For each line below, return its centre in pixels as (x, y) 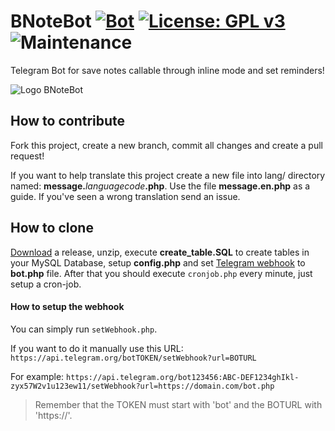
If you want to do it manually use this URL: (97, 348)
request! (27, 156)
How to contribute (68, 121)
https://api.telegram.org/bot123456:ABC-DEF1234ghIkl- (183, 377)
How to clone (52, 228)
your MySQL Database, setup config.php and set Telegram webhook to (158, 262)
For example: (37, 376)
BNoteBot (51, 21)
